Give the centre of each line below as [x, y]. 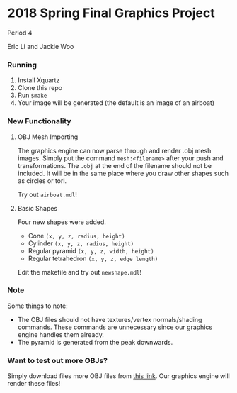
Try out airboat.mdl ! [47, 194]
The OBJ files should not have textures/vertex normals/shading [110, 319]
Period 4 [20, 33]
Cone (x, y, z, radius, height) [76, 236]
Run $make [32, 95]
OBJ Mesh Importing [48, 137]
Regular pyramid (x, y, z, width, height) [91, 250]
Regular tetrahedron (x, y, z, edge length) [93, 258]
